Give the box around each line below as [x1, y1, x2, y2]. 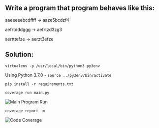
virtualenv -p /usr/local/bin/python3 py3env [5, 64, 100, 68]
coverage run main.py [5, 90, 50, 95]
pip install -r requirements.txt [5, 81, 74, 87]
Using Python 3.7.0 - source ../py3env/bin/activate [5, 72, 112, 78]
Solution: [5, 50, 33, 59]
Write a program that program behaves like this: [5, 4, 155, 12]
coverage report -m [5, 108, 45, 113]
